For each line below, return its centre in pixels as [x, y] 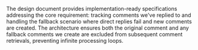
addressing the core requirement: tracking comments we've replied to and [99, 15]
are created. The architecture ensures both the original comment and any [98, 28]
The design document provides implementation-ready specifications [92, 9]
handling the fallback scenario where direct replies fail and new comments [99, 21]
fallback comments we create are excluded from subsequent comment [94, 34]
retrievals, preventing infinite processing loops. [65, 41]
